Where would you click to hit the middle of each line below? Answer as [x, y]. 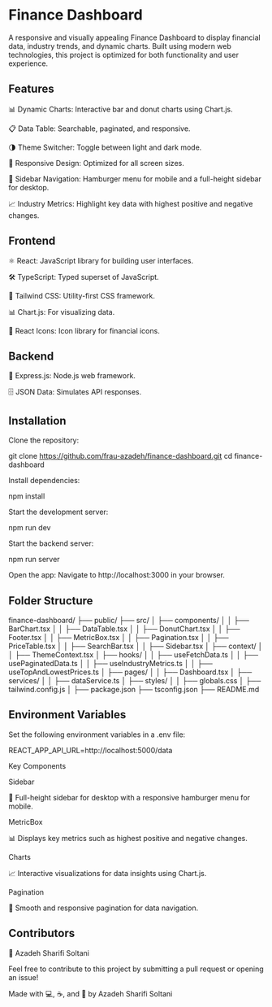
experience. [28, 63]
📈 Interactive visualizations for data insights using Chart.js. [108, 873]
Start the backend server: [51, 543]
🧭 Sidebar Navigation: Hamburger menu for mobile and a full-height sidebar [135, 179]
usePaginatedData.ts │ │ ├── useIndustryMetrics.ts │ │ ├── [110, 663]
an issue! [24, 977]
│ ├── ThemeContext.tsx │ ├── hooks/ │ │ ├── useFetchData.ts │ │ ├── [133, 655]
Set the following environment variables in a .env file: [97, 735]
